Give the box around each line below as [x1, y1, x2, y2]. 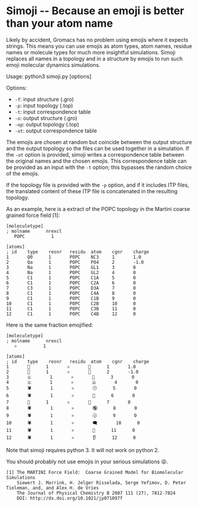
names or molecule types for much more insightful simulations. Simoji [6, 48, 176, 56]
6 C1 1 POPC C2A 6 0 [6, 279, 136, 286]
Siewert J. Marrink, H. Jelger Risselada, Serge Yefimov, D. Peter [17, 480, 186, 486]
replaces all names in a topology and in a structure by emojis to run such [6, 55, 183, 62]
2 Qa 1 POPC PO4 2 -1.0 [6, 259, 144, 265]
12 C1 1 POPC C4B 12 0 [6, 311, 136, 317]
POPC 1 [14, 233, 54, 239]
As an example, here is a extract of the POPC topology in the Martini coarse [6, 205, 190, 212]
